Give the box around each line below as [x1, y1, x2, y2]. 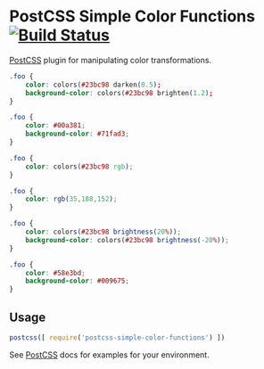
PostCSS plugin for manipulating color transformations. [9, 54, 212, 65]
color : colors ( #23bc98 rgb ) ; [25, 162, 134, 171]
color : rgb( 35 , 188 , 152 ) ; [25, 194, 118, 204]
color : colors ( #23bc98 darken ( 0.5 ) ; [25, 80, 162, 89]
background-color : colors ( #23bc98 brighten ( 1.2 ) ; [25, 88, 214, 97]
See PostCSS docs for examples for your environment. [9, 349, 210, 360]
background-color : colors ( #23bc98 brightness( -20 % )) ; [25, 235, 229, 244]
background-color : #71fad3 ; [25, 129, 129, 139]
